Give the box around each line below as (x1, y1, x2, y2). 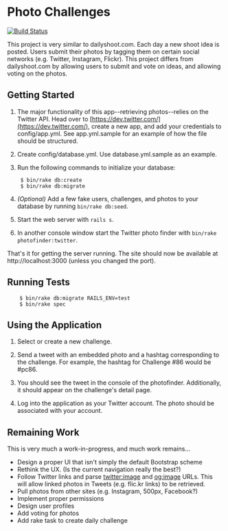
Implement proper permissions (16, 495, 104, 503)
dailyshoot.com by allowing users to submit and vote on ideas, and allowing (7, 62, 221, 70)
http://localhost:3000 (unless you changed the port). (7, 256, 156, 264)
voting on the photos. (7, 69, 67, 78)
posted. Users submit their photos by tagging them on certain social (7, 47, 200, 56)
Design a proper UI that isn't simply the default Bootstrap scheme (16, 458, 203, 466)
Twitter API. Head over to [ (16, 115, 93, 123)
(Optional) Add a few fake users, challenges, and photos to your (16, 194, 199, 203)
